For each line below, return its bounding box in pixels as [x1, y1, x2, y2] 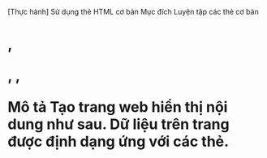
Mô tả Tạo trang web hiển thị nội [7, 98, 228, 117]
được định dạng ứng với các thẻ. [7, 133, 229, 151]
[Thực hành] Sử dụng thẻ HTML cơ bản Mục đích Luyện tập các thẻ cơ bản [7, 7, 259, 16]
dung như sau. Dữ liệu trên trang [7, 115, 230, 134]
